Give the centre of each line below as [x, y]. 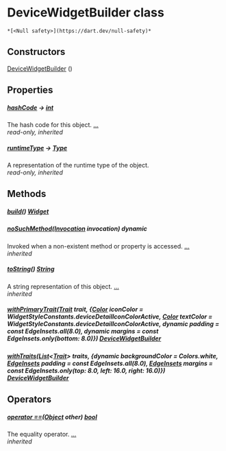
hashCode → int [30, 107]
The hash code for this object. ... [53, 125]
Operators [29, 400]
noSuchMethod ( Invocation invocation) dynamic [77, 229]
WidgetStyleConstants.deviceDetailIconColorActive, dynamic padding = [113, 324]
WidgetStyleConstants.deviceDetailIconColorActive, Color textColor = [110, 316]
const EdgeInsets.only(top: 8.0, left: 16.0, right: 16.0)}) [86, 370]
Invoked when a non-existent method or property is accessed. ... [98, 246]
